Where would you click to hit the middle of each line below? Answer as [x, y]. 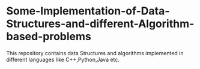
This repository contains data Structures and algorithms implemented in [95, 53]
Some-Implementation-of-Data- [88, 11]
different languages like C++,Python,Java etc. [63, 59]
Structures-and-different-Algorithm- [100, 24]
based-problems [49, 37]
